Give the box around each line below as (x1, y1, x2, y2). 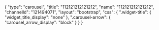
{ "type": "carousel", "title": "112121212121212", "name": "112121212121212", (4, 4, 155, 10)
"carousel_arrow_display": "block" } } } (4, 19, 83, 25)
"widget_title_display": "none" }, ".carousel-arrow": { (4, 15, 111, 20)
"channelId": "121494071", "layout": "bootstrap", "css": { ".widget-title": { (4, 9, 152, 15)
